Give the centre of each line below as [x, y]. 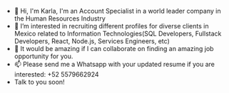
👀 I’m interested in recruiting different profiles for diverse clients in [111, 26]
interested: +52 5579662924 [56, 74]
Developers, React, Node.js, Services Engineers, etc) [92, 41]
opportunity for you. [44, 56]
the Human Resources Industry [60, 18]
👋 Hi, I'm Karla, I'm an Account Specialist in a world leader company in [117, 11]
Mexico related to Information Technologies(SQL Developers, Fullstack [118, 33]
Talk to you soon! [40, 82]
